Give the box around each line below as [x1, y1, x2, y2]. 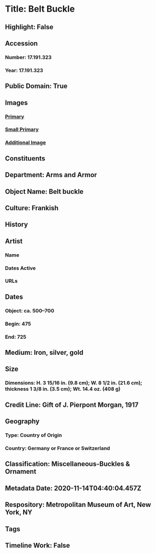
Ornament [5, 467, 36, 476]
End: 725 [5, 333, 27, 340]
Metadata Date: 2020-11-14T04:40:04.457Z [5, 484, 141, 492]
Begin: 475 [5, 320, 31, 327]
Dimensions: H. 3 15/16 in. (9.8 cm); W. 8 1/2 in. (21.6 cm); [5, 380, 142, 387]
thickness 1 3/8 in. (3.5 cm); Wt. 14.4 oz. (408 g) [5, 386, 121, 392]
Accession [5, 39, 38, 47]
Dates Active [5, 264, 36, 271]
